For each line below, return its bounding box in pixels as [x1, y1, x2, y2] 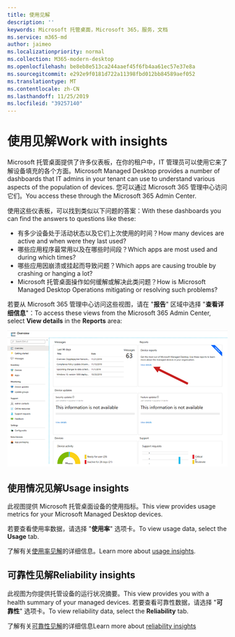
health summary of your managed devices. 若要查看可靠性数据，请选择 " [7, 598, 217, 606]
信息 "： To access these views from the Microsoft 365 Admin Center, [13, 309, 211, 317]
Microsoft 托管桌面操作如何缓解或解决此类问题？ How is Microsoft [17, 278, 206, 286]
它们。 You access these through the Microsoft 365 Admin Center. [7, 192, 197, 200]
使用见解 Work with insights [7, 133, 168, 149]
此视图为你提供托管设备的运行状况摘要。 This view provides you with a [7, 589, 210, 598]
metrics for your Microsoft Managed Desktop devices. [7, 510, 163, 518]
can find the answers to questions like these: [7, 215, 136, 223]
